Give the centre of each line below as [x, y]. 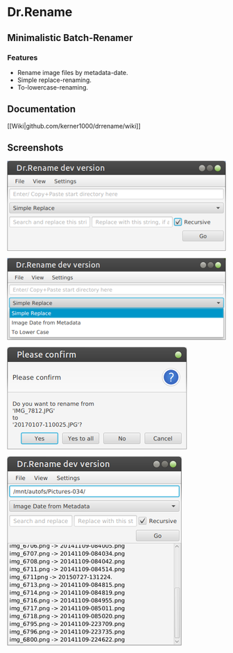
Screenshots [35, 148]
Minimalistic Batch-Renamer [70, 38]
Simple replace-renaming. [54, 80]
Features [23, 58]
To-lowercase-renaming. [53, 87]
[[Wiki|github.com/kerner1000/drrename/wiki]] [74, 126]
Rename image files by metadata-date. [72, 72]
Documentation [42, 109]
